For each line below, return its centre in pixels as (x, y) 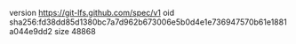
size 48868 (75, 31)
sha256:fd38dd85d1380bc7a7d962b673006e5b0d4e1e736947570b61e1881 (148, 22)
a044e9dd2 (31, 31)
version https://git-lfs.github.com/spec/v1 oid (92, 13)
